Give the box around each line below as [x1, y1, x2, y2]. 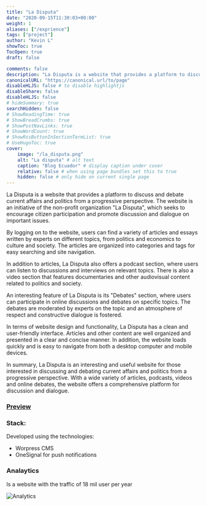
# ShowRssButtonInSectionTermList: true [6, 134, 112, 140]
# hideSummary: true [6, 100, 59, 106]
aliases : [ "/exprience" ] [6, 26, 70, 33]
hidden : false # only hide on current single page [17, 174, 150, 180]
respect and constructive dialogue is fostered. [6, 311, 123, 319]
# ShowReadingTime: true [6, 111, 70, 117]
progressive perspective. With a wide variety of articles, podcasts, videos [6, 374, 193, 381]
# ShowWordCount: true [6, 128, 64, 135]
